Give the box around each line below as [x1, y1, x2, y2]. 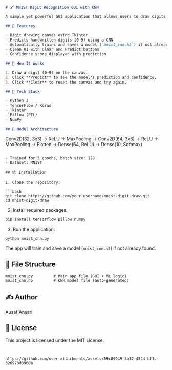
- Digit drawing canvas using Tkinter [5, 32, 88, 38]
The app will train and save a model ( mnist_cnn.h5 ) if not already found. [5, 245, 156, 251]
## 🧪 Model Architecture [5, 126, 58, 132]
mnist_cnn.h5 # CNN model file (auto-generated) [5, 278, 130, 283]
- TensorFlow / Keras [5, 103, 52, 108]
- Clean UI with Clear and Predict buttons [5, 47, 100, 52]
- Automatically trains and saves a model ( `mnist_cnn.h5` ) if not [5, 42, 153, 47]
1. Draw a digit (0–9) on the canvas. [5, 70, 88, 75]
